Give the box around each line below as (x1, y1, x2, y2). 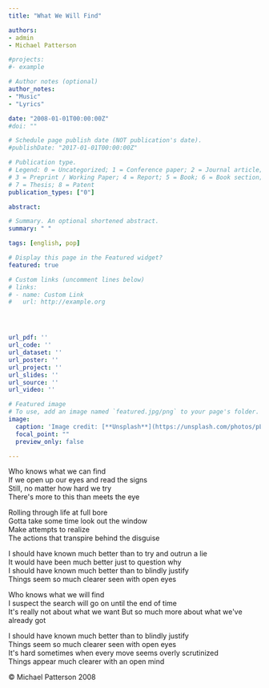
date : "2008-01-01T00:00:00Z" (8, 114, 110, 123)
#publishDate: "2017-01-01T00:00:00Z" (8, 144, 138, 153)
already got (8, 616, 46, 625)
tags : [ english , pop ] (8, 239, 81, 247)
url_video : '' (8, 386, 56, 394)
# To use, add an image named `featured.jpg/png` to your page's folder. (8, 408, 260, 416)
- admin (8, 34, 34, 42)
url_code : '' (8, 341, 52, 349)
